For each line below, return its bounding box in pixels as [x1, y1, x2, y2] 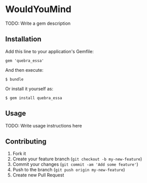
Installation [5, 35, 42, 43]
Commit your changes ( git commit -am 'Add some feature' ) [12, 161, 138, 167]
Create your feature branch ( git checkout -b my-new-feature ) [12, 156, 142, 162]
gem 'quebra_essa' [5, 58, 44, 63]
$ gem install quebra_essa [5, 95, 62, 101]
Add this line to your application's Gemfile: [5, 48, 94, 54]
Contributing [5, 137, 47, 146]
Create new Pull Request [12, 172, 64, 178]
